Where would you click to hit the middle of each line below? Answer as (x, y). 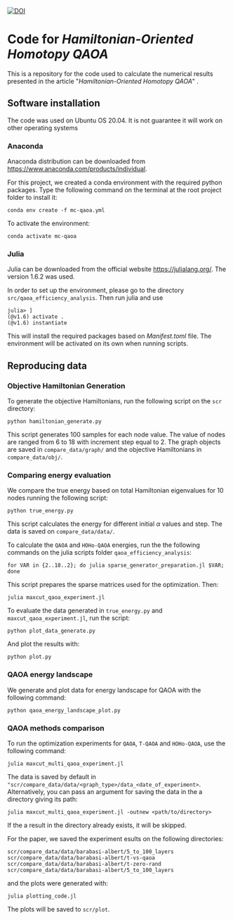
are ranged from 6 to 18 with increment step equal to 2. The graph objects (114, 442)
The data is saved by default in (52, 776)
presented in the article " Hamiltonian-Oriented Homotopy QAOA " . (103, 81)
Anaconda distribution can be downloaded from (76, 161)
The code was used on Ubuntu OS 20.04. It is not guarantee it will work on (115, 120)
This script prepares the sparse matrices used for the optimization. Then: (113, 585)
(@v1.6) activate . (36, 317)
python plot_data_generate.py (52, 631)
